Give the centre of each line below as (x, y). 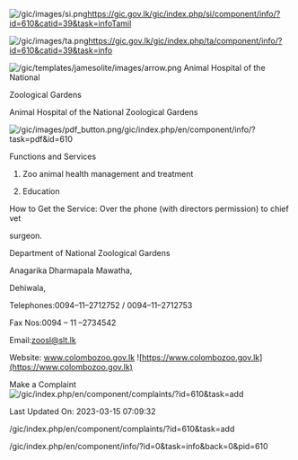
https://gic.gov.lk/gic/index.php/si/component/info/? (184, 14)
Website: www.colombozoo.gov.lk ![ (76, 358)
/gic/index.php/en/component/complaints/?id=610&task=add (122, 429)
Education (41, 191)
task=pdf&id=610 (41, 139)
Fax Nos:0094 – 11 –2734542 (63, 323)
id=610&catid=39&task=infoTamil (70, 23)
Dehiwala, (28, 288)
